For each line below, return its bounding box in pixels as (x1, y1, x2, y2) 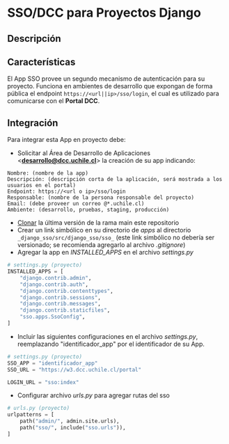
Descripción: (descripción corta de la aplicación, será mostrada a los (7, 176, 223, 183)
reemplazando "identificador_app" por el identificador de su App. (17, 340, 205, 348)
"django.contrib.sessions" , (19, 294, 101, 301)
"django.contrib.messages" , (19, 301, 101, 308)
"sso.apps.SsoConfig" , (19, 313, 86, 321)
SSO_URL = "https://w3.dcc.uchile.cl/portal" (7, 366, 141, 373)
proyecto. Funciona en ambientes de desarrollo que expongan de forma (7, 82, 213, 90)
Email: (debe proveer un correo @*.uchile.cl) (7, 200, 145, 207)
